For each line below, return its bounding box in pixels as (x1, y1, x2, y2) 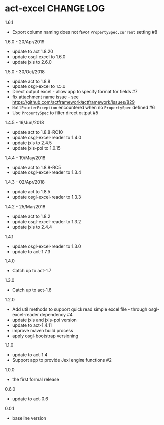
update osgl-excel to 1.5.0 (12, 83, 66, 89)
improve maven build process (12, 327, 73, 333)
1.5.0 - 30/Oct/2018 (5, 68, 45, 75)
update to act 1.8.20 (12, 48, 53, 54)
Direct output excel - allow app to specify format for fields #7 (12, 88, 138, 94)
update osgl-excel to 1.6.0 (12, 53, 66, 60)
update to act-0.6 (12, 396, 48, 402)
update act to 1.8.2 (12, 213, 51, 219)
